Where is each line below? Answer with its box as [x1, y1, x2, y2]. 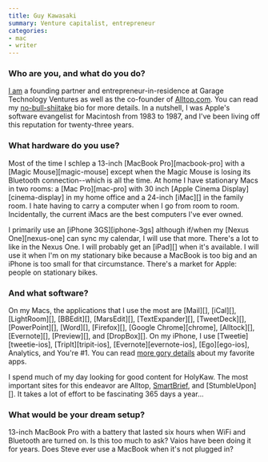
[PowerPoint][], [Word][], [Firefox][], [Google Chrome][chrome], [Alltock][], [8, 323, 255, 332]
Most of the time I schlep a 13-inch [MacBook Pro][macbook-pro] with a [8, 158, 246, 168]
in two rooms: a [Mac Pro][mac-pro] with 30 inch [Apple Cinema [8, 183, 221, 193]
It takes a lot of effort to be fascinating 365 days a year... [17, 389, 204, 399]
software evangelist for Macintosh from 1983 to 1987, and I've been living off [8, 111, 260, 121]
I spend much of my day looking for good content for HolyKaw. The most [8, 372, 249, 382]
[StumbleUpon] [206, 381, 257, 391]
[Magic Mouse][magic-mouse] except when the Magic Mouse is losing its [8, 167, 251, 176]
